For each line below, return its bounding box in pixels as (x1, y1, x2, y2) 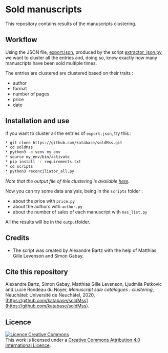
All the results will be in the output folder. (5, 219, 91, 225)
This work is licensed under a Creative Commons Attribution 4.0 (5, 337, 141, 343)
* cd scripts (5, 164, 33, 169)
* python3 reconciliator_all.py (5, 168, 74, 174)
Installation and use (5, 116, 70, 125)
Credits (5, 233, 30, 242)
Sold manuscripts (5, 4, 82, 15)
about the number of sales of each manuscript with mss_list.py (12, 209, 148, 215)
